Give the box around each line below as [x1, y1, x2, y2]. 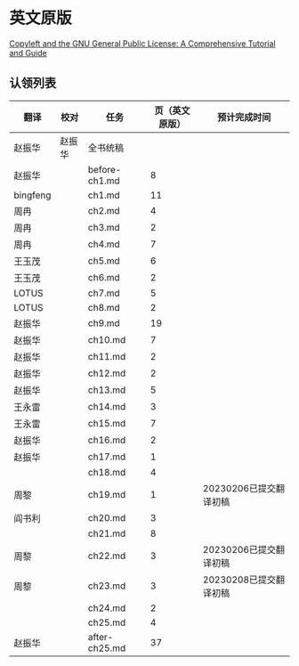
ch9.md [87, 317, 120, 329]
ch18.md [87, 466, 126, 478]
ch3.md [87, 221, 120, 233]
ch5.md [87, 255, 120, 267]
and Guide [9, 47, 47, 58]
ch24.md [87, 602, 126, 614]
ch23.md [87, 580, 126, 592]
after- [87, 630, 114, 643]
